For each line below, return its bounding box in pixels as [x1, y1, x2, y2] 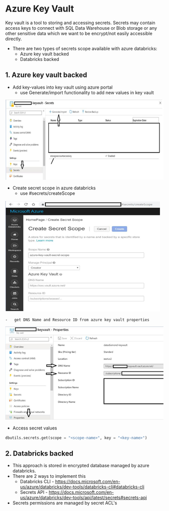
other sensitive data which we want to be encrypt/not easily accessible [5, 30, 152, 36]
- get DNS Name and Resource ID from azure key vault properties [5, 318, 150, 323]
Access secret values [12, 425, 57, 431]
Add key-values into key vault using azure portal [12, 84, 113, 90]
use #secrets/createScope [20, 190, 75, 196]
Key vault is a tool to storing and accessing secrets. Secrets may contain [5, 20, 156, 26]
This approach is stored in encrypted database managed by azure [12, 463, 149, 469]
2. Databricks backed [5, 449, 74, 458]
